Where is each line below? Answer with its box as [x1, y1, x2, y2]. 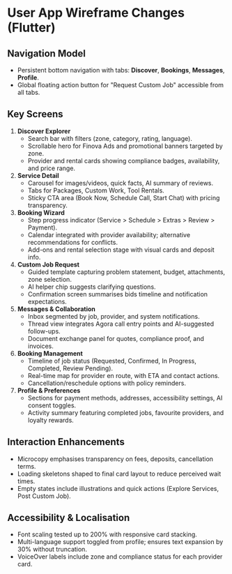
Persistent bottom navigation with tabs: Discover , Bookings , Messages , [17, 66, 225, 74]
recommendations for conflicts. [27, 238, 118, 246]
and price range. [27, 164, 75, 172]
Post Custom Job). [17, 492, 71, 500]
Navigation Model [7, 47, 86, 59]
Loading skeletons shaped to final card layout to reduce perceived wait [17, 469, 222, 478]
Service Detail [17, 171, 59, 179]
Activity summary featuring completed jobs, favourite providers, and [27, 408, 224, 416]
